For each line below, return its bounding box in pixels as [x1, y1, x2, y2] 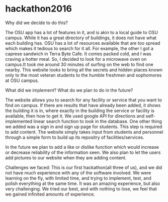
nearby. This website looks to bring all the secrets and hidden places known [5, 66, 162, 73]
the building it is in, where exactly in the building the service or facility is [5, 108, 155, 114]
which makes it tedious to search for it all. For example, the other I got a [5, 45, 153, 51]
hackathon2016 [5, 3, 72, 15]
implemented [5, 118, 33, 124]
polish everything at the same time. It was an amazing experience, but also [5, 180, 160, 186]
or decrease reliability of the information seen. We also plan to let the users [5, 149, 161, 155]
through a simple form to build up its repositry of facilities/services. [5, 134, 144, 140]
